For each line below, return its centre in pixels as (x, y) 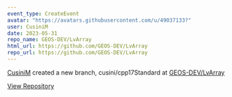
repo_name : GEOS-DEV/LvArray (49, 40)
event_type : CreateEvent (43, 14)
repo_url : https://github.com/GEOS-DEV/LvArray (78, 53)
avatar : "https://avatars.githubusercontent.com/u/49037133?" (99, 20)
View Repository (31, 86)
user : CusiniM (28, 27)
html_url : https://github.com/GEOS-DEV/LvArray (78, 46)
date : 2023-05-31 (32, 33)
